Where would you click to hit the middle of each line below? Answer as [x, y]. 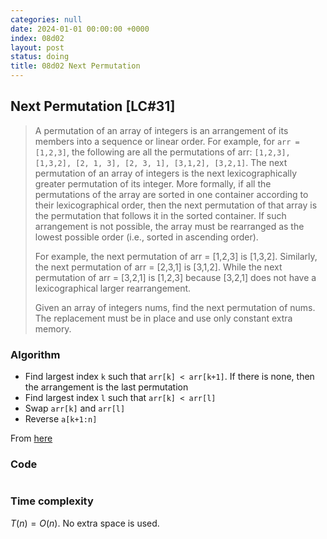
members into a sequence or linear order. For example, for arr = [167, 141]
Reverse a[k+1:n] [61, 419]
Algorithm [35, 354]
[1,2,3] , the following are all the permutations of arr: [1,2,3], [162, 152]
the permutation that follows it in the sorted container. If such [160, 215]
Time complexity [52, 501]
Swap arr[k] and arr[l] [75, 408]
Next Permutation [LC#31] [93, 106]
